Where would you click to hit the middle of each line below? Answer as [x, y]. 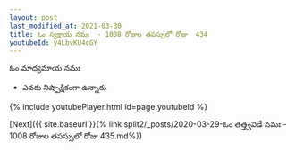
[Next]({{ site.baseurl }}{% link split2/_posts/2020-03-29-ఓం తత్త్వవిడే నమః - [148, 124]
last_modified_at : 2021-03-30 [66, 26]
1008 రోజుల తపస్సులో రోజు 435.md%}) [76, 136]
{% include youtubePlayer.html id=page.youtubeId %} [109, 107]
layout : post [34, 17]
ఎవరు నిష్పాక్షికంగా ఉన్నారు [64, 88]
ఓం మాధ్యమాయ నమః [45, 68]
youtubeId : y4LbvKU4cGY [54, 42]
